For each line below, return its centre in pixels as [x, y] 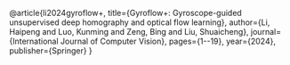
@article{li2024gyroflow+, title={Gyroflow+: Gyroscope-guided [125, 13]
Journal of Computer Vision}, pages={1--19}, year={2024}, [168, 41]
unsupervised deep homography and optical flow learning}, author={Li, [140, 22]
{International [34, 41]
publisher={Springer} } [51, 51]
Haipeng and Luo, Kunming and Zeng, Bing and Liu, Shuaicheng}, [129, 32]
